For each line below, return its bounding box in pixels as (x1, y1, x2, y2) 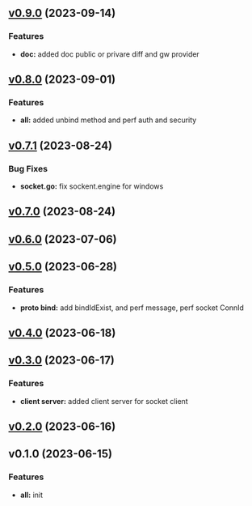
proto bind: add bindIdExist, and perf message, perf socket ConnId (19, 303, 245, 313)
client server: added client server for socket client (19, 396, 188, 406)
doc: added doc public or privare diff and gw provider (19, 49, 199, 59)
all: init (19, 490, 43, 500)
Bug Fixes (8, 163, 48, 174)
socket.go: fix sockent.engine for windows (19, 181, 164, 191)
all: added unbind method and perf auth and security (19, 115, 197, 125)
